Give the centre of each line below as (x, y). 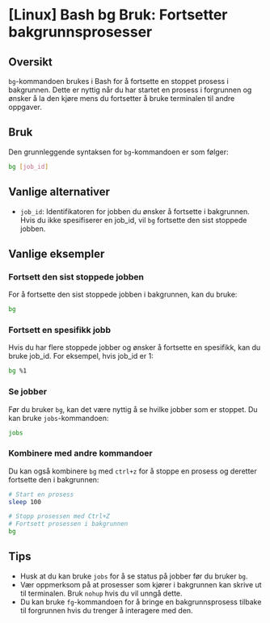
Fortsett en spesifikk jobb (60, 330)
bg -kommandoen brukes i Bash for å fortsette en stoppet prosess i (118, 81)
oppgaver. (25, 107)
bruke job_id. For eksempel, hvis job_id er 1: (81, 356)
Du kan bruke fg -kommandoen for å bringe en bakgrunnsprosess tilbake (141, 602)
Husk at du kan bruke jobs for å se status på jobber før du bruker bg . (134, 576)
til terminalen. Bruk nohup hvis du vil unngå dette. (101, 593)
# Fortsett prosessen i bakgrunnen (68, 524)
